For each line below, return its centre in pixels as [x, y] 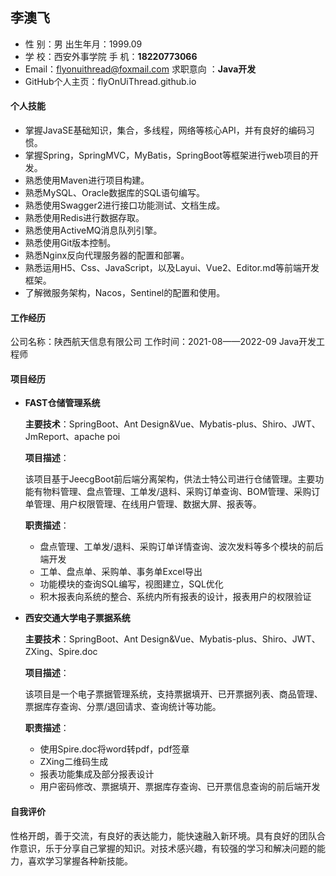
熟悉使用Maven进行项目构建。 [87, 180]
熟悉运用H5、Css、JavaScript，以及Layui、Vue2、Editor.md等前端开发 [172, 268]
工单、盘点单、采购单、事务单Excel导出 [121, 572]
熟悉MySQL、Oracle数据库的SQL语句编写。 [114, 193]
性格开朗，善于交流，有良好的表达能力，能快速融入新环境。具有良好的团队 [163, 835]
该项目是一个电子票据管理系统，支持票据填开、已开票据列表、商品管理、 [173, 694]
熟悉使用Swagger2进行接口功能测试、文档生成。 [125, 205]
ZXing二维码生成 [74, 762]
